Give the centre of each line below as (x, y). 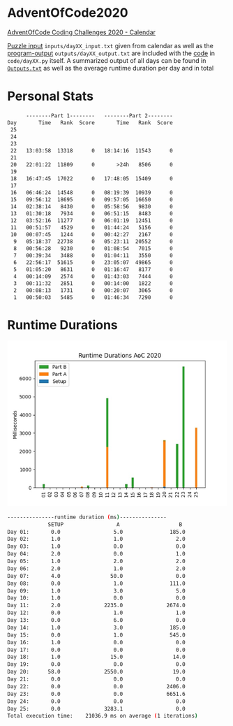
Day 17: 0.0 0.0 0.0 (97, 650)
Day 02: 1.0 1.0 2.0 (97, 539)
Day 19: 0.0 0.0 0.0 (97, 665)
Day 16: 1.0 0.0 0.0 (97, 642)
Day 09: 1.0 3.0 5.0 (97, 591)
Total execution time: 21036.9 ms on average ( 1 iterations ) (103, 716)
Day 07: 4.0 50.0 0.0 (97, 576)
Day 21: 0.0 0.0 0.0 (97, 679)
